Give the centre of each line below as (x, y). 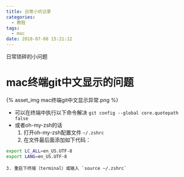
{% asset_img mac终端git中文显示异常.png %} (62, 100)
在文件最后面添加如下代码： (57, 140)
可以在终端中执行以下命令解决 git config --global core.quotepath (96, 112)
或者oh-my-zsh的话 (39, 125)
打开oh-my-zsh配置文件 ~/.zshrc (64, 132)
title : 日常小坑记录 (29, 12)
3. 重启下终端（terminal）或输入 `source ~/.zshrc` (66, 168)
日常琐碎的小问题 (27, 56)
